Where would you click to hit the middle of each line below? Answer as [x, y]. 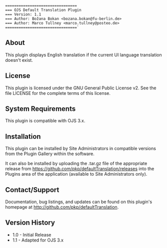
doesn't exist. [19, 60]
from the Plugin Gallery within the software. [50, 154]
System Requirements [40, 109]
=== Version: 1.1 [23, 14]
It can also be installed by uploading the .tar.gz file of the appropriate [76, 164]
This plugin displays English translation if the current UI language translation [84, 55]
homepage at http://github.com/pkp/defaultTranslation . [62, 207]
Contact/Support [32, 190]
